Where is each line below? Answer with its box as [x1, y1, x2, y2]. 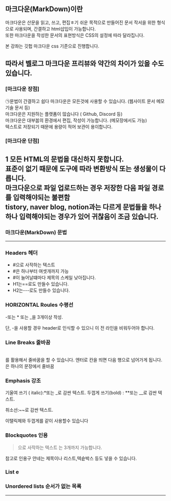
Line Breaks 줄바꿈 [5, 339, 51, 346]
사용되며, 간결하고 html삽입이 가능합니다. [14, 26, 96, 32]
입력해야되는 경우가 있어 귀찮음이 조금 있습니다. [19, 212, 159, 221]
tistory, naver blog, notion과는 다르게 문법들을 [5, 203, 148, 211]
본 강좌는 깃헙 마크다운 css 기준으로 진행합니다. [5, 43, 100, 49]
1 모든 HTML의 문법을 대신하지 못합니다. [5, 155, 124, 163]
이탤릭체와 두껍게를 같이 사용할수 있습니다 [5, 418, 89, 424]
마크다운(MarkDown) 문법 [5, 229, 67, 236]
